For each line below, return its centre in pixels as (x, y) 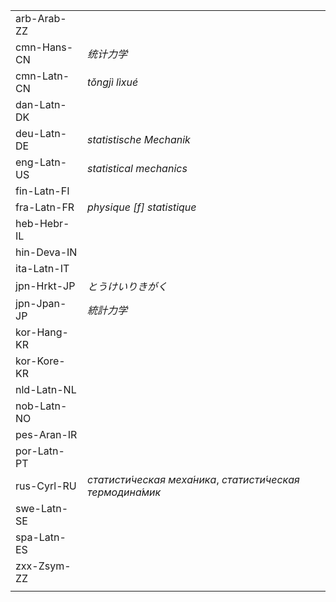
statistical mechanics (137, 168)
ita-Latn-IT (42, 268)
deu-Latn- (41, 133)
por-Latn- (40, 451)
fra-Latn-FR (45, 207)
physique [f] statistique (142, 207)
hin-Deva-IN (46, 252)
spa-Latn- (41, 537)
